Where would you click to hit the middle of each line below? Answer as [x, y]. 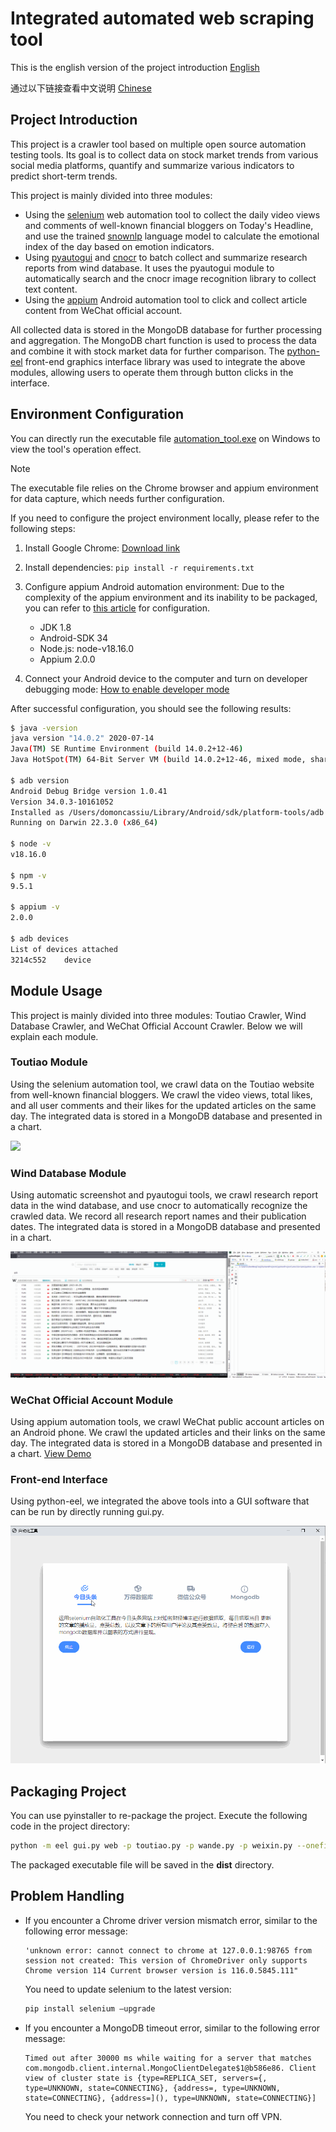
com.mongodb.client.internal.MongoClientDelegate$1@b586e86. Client [170, 2068]
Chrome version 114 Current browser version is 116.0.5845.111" [161, 1970]
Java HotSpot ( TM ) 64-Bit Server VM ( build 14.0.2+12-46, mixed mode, [158, 760]
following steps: [43, 528]
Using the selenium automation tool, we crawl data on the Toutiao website [162, 1084]
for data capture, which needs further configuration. [117, 498]
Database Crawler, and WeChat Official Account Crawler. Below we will [156, 1026]
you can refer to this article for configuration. [117, 608]
